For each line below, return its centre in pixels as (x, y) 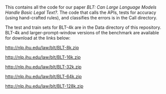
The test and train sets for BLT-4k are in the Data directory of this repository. (83, 27)
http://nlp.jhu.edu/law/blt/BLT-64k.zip (43, 76)
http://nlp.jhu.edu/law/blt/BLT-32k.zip (43, 67)
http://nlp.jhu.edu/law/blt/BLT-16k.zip (43, 57)
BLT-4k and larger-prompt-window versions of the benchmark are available (82, 33)
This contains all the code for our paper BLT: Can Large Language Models (81, 7)
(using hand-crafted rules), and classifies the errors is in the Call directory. (81, 18)
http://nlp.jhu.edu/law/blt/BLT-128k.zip (44, 86)
